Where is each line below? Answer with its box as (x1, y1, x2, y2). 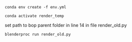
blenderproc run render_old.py (5, 32, 71, 37)
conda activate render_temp (5, 13, 64, 18)
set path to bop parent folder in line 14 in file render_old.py (5, 22, 127, 28)
